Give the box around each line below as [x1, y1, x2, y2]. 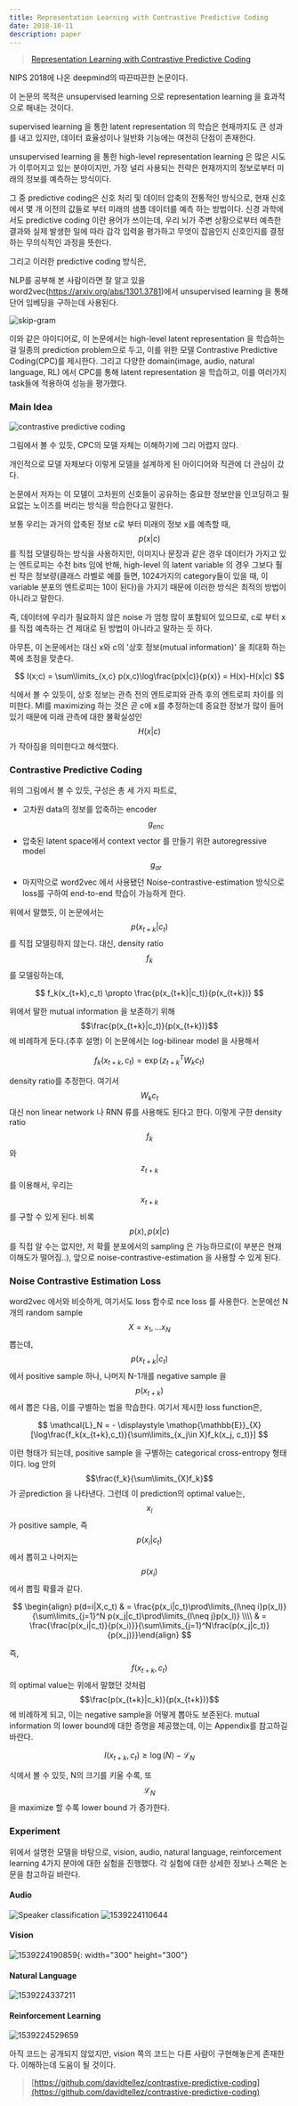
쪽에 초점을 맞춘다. [9, 652, 74, 664]
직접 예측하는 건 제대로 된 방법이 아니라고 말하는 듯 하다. [18, 623, 213, 633]
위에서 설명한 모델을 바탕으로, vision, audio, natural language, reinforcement [9, 1846, 282, 1857]
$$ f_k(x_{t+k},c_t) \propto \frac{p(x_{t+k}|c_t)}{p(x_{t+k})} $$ [35, 988, 264, 999]
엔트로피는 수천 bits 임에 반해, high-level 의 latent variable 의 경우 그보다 [18, 559, 274, 570]
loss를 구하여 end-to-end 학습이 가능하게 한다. [21, 887, 187, 898]
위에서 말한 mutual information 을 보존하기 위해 [9, 1006, 175, 1016]
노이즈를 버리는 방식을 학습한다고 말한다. [32, 500, 173, 510]
